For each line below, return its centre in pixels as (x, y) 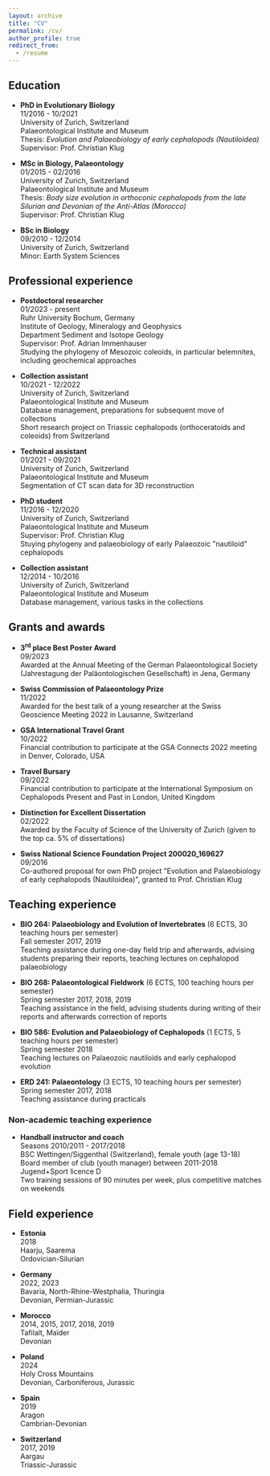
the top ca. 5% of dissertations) (72, 838)
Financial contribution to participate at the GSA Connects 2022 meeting (138, 748)
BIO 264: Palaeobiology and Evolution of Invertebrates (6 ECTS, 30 (133, 924)
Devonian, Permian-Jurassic (67, 1300)
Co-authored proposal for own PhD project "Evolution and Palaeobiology (140, 871)
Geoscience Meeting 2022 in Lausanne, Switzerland (106, 715)
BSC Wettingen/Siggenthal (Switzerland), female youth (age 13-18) (130, 1154)
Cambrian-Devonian (53, 1424)
